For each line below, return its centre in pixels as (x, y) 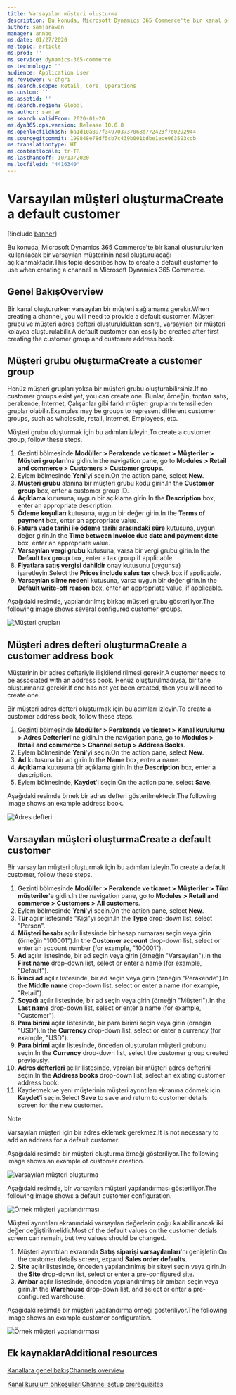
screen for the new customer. (60, 1105)
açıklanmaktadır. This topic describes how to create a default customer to (113, 262)
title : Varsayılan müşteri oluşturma (63, 14)
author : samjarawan (36, 27)
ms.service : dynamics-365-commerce (59, 60)
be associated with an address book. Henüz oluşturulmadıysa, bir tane (109, 681)
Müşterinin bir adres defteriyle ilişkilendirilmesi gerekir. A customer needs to (117, 673)
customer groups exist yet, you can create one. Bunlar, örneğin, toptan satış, (118, 396)
